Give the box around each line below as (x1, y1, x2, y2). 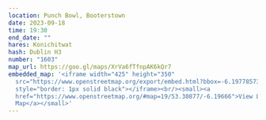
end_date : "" (8, 33, 51, 42)
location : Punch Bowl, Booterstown (8, 11, 126, 20)
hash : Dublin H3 (8, 48, 62, 56)
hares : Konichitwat (8, 41, 73, 49)
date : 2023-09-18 (8, 19, 66, 27)
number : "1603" (8, 56, 59, 64)
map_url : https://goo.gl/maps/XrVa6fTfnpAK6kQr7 (8, 63, 172, 71)
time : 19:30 (8, 26, 47, 34)
